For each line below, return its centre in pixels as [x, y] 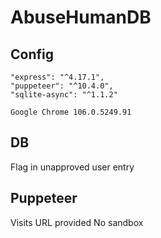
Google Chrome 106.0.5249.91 [71, 112]
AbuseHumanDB [81, 17]
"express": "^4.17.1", [57, 77]
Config [32, 54]
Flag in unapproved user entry [72, 167]
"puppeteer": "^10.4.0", [62, 86]
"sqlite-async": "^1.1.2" [64, 95]
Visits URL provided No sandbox [77, 222]
